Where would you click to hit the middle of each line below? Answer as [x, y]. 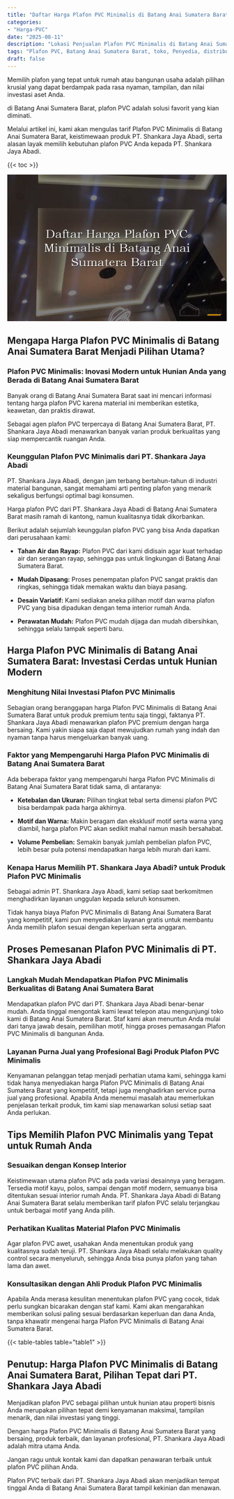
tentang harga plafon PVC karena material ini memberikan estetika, [103, 403]
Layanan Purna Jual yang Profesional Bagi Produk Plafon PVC [113, 1051]
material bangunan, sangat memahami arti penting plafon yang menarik [110, 488]
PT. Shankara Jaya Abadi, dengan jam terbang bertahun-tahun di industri [112, 480]
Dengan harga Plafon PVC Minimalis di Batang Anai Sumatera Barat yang [111, 1431]
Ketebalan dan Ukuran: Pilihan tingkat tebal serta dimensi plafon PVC [117, 800]
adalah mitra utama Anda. [44, 1446]
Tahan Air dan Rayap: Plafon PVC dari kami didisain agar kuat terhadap [120, 551]
